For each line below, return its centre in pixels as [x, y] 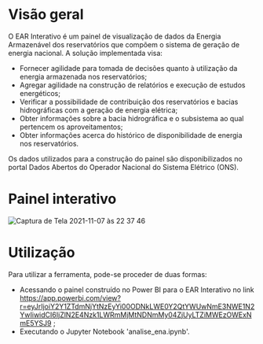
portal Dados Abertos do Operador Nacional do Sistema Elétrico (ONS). [124, 167]
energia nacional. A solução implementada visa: [86, 53]
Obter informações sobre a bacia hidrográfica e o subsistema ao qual [131, 118]
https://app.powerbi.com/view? [70, 298]
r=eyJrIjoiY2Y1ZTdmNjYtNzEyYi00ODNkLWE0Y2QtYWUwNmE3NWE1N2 [137, 306]
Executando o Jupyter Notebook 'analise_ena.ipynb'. [104, 331]
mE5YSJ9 [35, 323]
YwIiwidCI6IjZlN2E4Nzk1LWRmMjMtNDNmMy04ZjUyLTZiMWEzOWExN [135, 314]
